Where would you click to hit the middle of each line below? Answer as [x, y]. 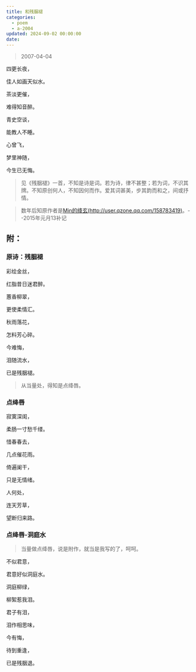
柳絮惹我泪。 [22, 600]
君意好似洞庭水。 [27, 574]
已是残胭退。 [22, 663]
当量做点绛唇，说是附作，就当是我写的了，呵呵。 [81, 549]
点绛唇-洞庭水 [26, 535]
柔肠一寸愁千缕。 [27, 429]
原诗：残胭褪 [25, 257]
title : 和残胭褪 [24, 12]
